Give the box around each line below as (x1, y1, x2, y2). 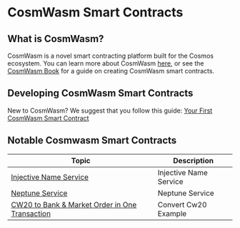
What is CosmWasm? (7, 33, 104, 45)
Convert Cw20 (157, 199, 207, 209)
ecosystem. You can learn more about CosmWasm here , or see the (7, 59, 204, 68)
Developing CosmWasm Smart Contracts (7, 87, 194, 100)
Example (157, 208, 187, 218)
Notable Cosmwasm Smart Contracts (7, 135, 177, 147)
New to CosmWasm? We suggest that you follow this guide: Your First (7, 106, 213, 115)
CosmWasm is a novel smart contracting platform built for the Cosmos (7, 51, 214, 60)
